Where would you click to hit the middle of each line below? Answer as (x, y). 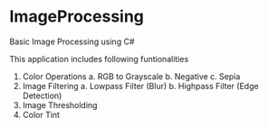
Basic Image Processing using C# (72, 41)
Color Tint (41, 114)
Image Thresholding (60, 104)
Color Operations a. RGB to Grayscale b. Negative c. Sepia (131, 76)
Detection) (42, 95)
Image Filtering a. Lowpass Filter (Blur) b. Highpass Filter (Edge (141, 86)
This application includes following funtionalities (99, 59)
